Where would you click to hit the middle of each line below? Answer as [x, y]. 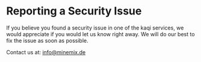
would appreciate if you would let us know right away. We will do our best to [100, 34]
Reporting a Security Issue [74, 11]
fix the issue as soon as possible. [47, 40]
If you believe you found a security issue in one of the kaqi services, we [95, 28]
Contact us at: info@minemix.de [46, 52]
